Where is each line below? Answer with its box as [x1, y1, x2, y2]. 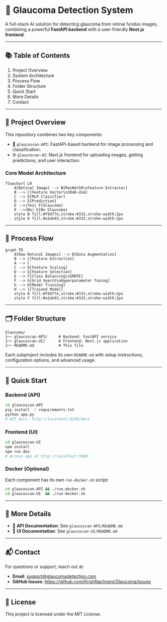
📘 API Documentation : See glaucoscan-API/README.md [12, 523, 123, 529]
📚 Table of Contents [5, 51, 71, 60]
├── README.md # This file [5, 343, 83, 348]
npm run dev [5, 449, 30, 454]
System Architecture [12, 72, 55, 78]
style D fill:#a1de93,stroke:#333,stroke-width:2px [14, 216, 123, 221]
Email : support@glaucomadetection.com [12, 574, 96, 580]
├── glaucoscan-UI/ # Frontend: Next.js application [5, 339, 128, 344]
